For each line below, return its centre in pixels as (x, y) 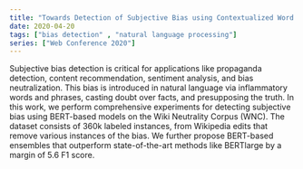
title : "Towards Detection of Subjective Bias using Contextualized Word (152, 18)
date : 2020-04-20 (42, 26)
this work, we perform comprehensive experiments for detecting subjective (150, 107)
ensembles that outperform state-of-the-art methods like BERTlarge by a (146, 146)
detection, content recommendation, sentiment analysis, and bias (132, 79)
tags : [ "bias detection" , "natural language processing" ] (123, 34)
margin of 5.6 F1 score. (52, 155)
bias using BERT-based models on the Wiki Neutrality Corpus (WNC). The (147, 117)
